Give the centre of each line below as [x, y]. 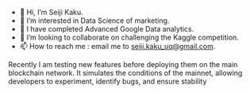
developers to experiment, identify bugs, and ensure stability [108, 81]
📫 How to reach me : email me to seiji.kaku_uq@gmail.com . [117, 46]
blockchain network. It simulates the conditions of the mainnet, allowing [125, 73]
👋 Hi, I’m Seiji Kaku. [51, 12]
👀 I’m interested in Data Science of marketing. [94, 21]
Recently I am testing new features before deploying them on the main [123, 64]
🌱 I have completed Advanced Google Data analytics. [107, 29]
